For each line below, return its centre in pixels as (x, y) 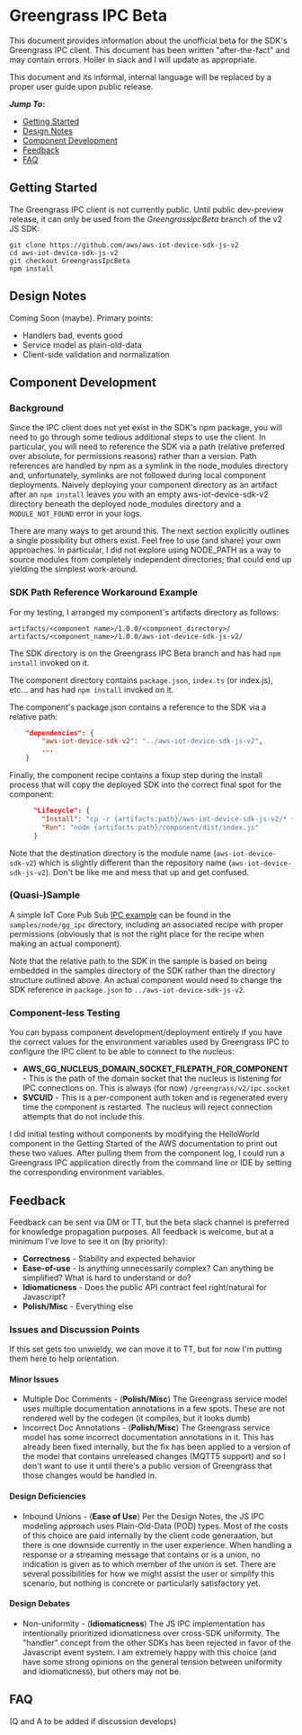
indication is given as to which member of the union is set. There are (149, 1563)
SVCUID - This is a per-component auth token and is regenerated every (155, 1098)
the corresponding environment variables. (87, 1173)
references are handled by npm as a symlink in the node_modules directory (149, 466)
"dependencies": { (60, 733)
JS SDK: (25, 228)
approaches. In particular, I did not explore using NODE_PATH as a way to (145, 550)
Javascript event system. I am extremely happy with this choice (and (149, 1652)
